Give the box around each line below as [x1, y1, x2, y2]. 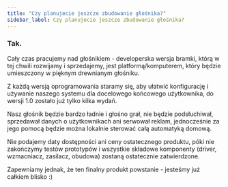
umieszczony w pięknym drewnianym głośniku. [7, 69, 140, 77]
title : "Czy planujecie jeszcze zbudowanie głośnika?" [7, 10, 167, 17]
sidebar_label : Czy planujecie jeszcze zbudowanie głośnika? [7, 16, 185, 23]
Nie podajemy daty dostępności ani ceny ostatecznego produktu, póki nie [7, 137, 215, 145]
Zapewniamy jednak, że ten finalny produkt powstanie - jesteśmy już [7, 165, 200, 173]
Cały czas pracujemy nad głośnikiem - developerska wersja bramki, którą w [7, 54, 220, 62]
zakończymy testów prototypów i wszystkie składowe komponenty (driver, [7, 145, 217, 153]
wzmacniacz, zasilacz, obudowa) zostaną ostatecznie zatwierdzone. [7, 152, 200, 160]
